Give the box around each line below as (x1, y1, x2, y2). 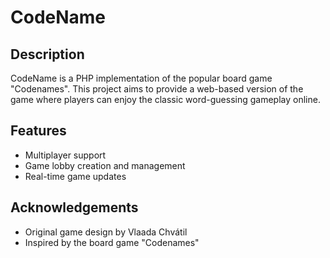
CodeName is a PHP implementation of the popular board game (10, 72, 273, 84)
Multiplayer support (24, 149, 107, 161)
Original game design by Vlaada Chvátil (24, 226, 188, 238)
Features (10, 122, 67, 140)
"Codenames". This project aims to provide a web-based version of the (10, 83, 304, 95)
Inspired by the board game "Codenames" (24, 236, 200, 248)
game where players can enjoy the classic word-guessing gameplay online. (10, 94, 321, 105)
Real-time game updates (24, 170, 127, 182)
